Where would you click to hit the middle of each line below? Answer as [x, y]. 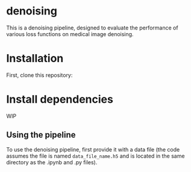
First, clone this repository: [39, 75]
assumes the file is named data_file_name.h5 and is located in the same [95, 156]
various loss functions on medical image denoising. [70, 34]
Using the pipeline [41, 135]
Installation [35, 59]
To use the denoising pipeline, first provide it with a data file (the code [93, 149]
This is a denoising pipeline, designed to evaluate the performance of [92, 28]
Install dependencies [60, 100]
